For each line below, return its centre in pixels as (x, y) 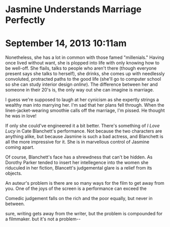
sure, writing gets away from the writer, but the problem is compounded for (84, 214)
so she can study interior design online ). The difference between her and (82, 84)
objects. (14, 173)
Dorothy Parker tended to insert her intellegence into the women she (77, 163)
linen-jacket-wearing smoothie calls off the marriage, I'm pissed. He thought (85, 111)
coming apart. (20, 147)
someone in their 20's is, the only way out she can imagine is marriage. (80, 90)
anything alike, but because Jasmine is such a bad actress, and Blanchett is (84, 137)
